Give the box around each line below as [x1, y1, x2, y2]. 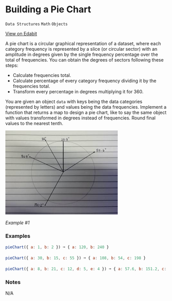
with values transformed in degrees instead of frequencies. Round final [5, 114, 156, 121]
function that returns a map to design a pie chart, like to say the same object [5, 109, 167, 115]
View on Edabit [5, 30, 37, 36]
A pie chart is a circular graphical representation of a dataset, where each [5, 40, 161, 47]
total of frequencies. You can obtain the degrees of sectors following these [5, 56, 164, 63]
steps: [5, 62, 18, 68]
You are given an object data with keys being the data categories [5, 98, 143, 105]
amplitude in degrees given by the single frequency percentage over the [5, 51, 158, 57]
